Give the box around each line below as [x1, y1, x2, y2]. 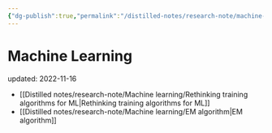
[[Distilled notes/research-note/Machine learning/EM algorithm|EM [19, 106, 243, 116]
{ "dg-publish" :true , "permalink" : [7, 11, 121, 20]
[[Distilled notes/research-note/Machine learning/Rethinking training [19, 89, 248, 99]
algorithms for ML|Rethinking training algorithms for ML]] [19, 98, 210, 108]
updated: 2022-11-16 [7, 74, 77, 84]
